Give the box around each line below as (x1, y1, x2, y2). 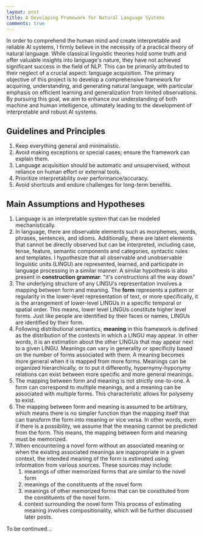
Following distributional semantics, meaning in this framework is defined (15, 325, 198, 333)
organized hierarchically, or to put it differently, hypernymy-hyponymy (15, 364, 191, 371)
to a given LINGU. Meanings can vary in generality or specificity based (15, 345, 193, 351)
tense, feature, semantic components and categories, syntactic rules (15, 248, 188, 254)
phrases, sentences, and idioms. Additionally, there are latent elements (15, 234, 193, 242)
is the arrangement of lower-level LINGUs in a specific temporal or (15, 300, 181, 306)
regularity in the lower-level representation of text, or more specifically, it (15, 293, 199, 300)
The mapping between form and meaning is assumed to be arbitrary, (15, 403, 188, 410)
